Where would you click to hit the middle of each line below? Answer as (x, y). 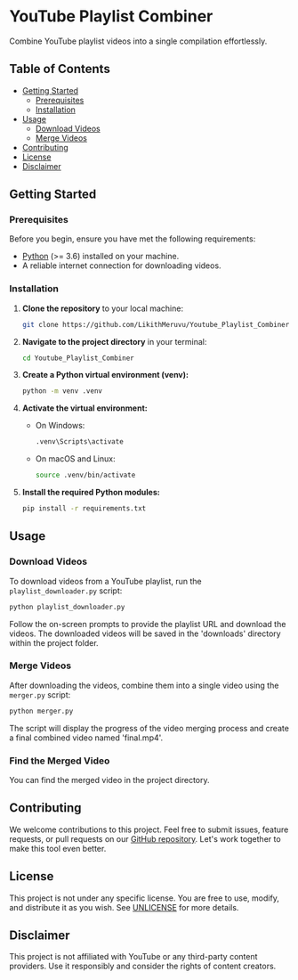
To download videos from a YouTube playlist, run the (105, 581)
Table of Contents (60, 69)
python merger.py (41, 711)
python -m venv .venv (62, 391)
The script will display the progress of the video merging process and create (149, 728)
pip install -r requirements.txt (84, 509)
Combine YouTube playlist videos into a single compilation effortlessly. (138, 41)
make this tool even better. (58, 848)
